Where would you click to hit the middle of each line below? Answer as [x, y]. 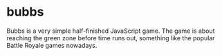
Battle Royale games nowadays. [52, 45]
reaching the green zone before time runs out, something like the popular [111, 38]
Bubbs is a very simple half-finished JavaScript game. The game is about [111, 31]
